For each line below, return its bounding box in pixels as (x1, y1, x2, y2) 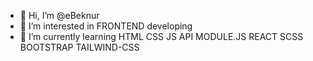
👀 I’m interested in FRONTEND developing (19, 20, 193, 32)
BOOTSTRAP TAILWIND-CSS (19, 41, 140, 53)
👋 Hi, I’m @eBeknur (19, 10, 100, 21)
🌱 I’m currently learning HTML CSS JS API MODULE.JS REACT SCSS (19, 31, 304, 42)
